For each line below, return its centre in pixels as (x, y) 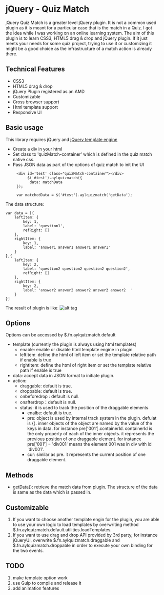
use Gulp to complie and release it (47, 583)
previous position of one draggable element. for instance (84, 439)
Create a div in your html (37, 149)
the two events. (28, 550)
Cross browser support (36, 102)
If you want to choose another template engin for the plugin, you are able (86, 519)
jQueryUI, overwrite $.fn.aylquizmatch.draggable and (66, 540)
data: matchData (46, 182)
